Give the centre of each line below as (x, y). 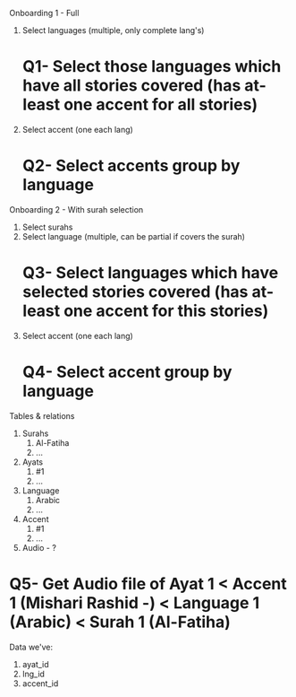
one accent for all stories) (161, 105)
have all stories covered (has (131, 86)
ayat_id (35, 664)
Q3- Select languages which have (150, 273)
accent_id (40, 683)
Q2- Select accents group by (131, 166)
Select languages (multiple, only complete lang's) (113, 30)
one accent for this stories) (166, 311)
